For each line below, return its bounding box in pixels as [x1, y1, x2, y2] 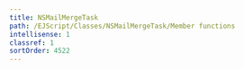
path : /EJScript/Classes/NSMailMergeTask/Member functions [9, 22, 236, 30]
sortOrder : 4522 [9, 47, 70, 56]
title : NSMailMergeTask [9, 13, 99, 22]
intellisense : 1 [9, 30, 70, 39]
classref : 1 [9, 38, 54, 47]
